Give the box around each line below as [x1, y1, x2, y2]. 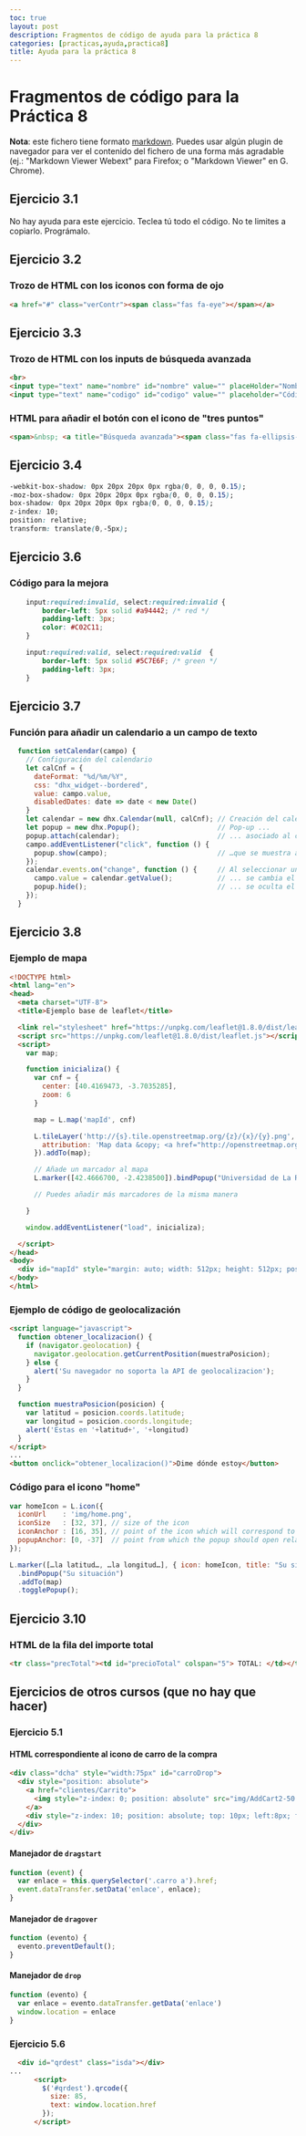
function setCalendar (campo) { [17, 747, 137, 756]
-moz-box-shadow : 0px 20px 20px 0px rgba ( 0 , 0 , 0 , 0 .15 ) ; [9, 490, 234, 500]
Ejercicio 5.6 [9, 2037, 66, 2050]
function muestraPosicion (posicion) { [17, 1400, 166, 1409]
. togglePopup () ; [17, 1586, 79, 1595]
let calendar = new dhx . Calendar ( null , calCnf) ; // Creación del [25, 814, 280, 824]
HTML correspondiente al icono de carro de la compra [9, 1748, 218, 1759]
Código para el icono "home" [9, 1481, 141, 1494]
